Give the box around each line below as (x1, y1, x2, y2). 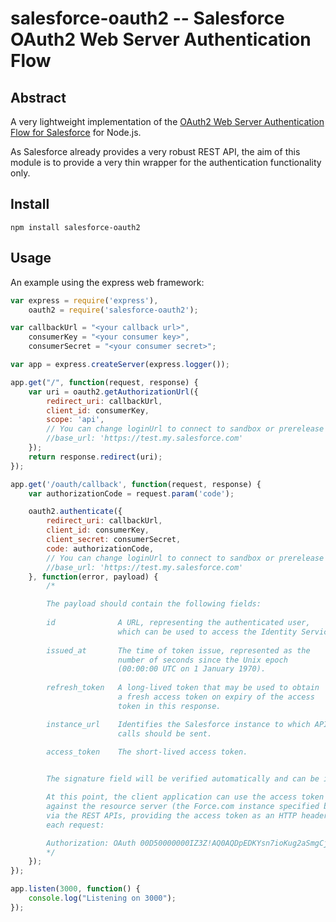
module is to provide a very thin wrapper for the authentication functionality (10, 157, 322, 168)
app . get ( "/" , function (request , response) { (10, 377, 199, 387)
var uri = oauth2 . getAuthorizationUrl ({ (28, 387, 199, 397)
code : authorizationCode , (46, 543, 155, 554)
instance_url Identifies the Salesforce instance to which (46, 719, 311, 729)
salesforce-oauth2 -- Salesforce (10, 7, 285, 30)
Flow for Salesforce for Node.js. (10, 127, 142, 138)
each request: (46, 820, 105, 830)
